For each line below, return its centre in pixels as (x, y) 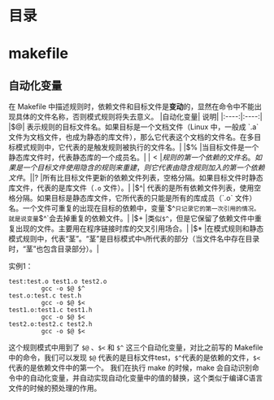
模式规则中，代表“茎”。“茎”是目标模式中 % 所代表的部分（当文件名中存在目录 (134, 239)
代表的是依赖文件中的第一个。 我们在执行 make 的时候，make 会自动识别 (130, 368)
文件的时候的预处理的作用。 (55, 388)
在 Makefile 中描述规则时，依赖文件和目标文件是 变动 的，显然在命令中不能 (132, 107)
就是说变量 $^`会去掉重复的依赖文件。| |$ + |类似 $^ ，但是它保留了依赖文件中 (131, 219)
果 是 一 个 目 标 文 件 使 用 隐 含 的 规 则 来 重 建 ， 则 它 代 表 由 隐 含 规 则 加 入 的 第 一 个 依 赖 (137, 167)
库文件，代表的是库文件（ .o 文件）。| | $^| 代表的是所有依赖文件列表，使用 (131, 188)
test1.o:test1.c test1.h (50, 310)
